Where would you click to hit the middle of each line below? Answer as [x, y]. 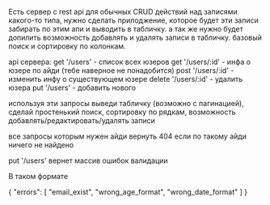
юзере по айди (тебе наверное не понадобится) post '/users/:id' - [121, 70]
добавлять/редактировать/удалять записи [82, 120]
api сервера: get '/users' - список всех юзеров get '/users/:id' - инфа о [130, 62]
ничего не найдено [41, 145]
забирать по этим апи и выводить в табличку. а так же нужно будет [126, 29]
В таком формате [38, 176]
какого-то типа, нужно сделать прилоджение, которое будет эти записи [133, 20]
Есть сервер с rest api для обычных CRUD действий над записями [123, 12]
